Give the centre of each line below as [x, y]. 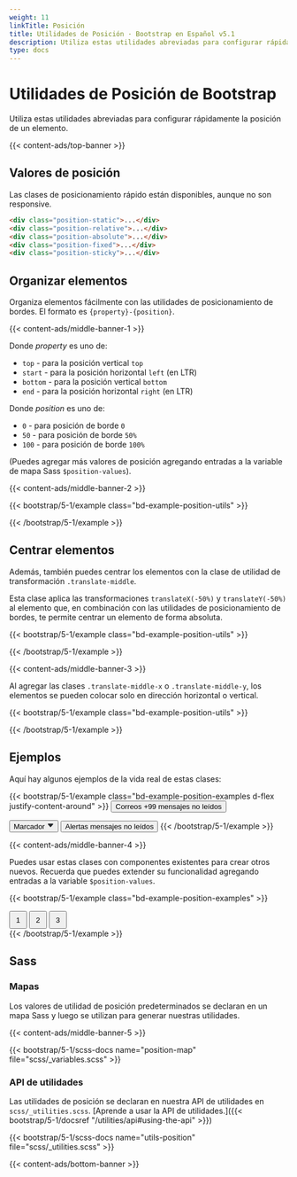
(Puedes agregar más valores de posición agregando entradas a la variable [146, 462]
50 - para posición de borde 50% [79, 435]
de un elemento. [39, 129]
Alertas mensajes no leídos [110, 826]
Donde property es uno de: [58, 346]
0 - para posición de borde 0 [73, 425]
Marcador [30, 826]
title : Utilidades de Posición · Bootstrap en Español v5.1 [122, 34]
